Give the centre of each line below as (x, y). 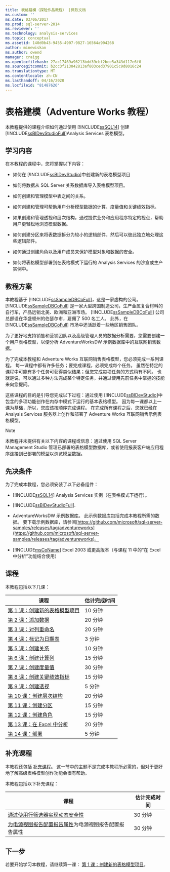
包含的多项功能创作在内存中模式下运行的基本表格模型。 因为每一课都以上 (81, 402)
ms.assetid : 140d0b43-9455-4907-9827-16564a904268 (60, 43)
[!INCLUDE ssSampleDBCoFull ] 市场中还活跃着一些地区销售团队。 (73, 325)
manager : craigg (22, 57)
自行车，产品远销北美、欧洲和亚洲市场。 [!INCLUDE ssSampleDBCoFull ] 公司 (85, 312)
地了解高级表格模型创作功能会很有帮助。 (47, 773)
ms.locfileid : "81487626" (32, 85)
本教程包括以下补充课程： (32, 783)
